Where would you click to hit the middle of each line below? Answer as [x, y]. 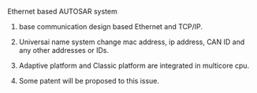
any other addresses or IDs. [64, 50]
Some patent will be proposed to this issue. [89, 81]
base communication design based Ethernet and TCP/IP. [110, 26]
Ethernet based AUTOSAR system [62, 11]
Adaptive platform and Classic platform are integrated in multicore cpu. [134, 65]
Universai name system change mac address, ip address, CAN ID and [132, 42]
